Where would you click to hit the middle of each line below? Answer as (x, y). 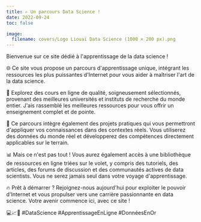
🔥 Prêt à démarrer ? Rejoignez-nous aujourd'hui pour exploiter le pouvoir (96, 188)
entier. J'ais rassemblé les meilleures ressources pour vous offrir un (90, 106)
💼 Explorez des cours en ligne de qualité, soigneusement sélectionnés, (94, 93)
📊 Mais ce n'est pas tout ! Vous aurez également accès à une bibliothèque (98, 155)
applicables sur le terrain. (37, 143)
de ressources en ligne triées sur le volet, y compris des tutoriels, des (92, 163)
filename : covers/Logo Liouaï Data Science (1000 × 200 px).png (94, 40)
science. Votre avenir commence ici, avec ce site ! (68, 201)
